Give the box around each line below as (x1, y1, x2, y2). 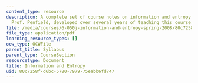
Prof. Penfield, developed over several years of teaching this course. (11, 19, 194, 25)
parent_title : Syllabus (6, 47, 65, 53)
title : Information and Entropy (6, 63, 85, 69)
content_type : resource (6, 8, 65, 15)
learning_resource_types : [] (6, 36, 78, 41)
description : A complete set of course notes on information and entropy (6, 14, 192, 20)
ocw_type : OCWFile (6, 41, 51, 47)
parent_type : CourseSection (6, 52, 75, 58)
